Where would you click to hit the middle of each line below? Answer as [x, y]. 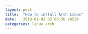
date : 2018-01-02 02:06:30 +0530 [42, 19]
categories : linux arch [30, 24]
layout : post [19, 10]
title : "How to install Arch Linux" [44, 14]
